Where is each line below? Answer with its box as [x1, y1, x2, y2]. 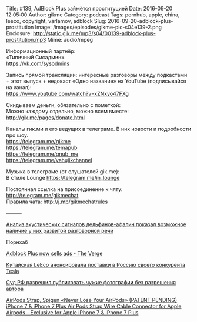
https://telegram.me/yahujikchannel [6, 157, 92, 163]
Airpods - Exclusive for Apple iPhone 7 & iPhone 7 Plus [6, 309, 139, 316]
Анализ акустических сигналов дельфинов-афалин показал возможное [6, 221, 187, 228]
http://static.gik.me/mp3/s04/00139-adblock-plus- [33, 30, 156, 37]
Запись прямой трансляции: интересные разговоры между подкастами [6, 72, 188, 78]
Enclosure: [6, 30, 32, 37]
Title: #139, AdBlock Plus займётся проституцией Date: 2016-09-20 [6, 5, 173, 12]
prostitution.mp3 [6, 36, 46, 43]
